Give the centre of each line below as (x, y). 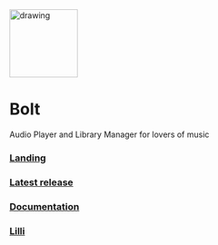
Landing (28, 158)
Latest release (42, 182)
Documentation (45, 206)
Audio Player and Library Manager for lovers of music (109, 134)
